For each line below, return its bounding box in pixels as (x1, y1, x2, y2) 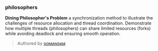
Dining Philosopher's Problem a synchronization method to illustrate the (5, 15, 153, 21)
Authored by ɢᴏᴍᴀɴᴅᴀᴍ (17, 41, 66, 47)
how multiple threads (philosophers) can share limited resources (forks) (5, 25, 151, 31)
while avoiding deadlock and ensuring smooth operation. (5, 31, 121, 37)
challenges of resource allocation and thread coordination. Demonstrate (5, 20, 152, 26)
